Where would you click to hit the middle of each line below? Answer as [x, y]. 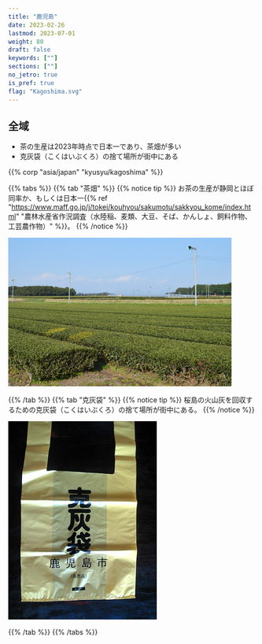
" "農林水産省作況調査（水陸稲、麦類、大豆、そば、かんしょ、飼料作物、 [133, 217]
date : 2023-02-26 [37, 25]
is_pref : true [31, 83]
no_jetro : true [33, 75]
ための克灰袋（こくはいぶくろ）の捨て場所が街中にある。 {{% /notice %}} [135, 409]
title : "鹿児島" [33, 17]
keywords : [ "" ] [33, 58]
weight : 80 [26, 42]
